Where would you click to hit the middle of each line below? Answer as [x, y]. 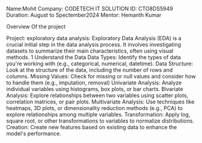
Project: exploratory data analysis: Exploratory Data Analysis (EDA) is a [94, 38]
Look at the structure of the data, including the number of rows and [90, 70]
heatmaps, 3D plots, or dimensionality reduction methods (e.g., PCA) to [95, 108]
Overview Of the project [36, 27]
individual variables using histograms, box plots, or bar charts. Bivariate [95, 89]
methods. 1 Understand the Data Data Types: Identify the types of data [94, 57]
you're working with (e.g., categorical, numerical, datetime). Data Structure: [100, 63]
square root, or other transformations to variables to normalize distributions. [100, 121]
